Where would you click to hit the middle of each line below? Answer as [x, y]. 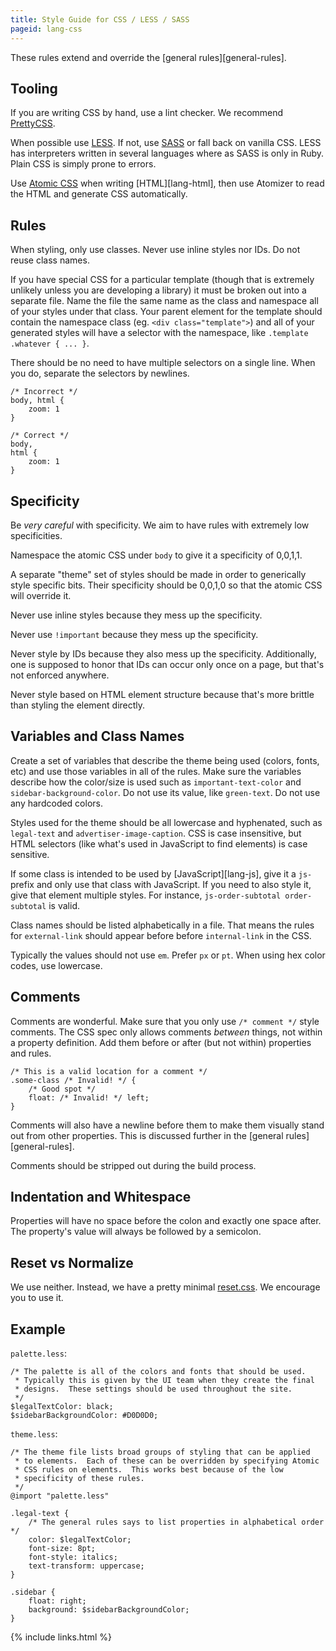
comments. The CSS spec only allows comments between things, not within [166, 1032]
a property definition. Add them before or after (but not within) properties [161, 1042]
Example [38, 1329]
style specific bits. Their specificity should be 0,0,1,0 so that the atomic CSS [166, 585]
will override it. [41, 595]
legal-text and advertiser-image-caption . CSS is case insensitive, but [156, 833]
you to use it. [37, 1298]
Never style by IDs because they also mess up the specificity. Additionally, [163, 653]
